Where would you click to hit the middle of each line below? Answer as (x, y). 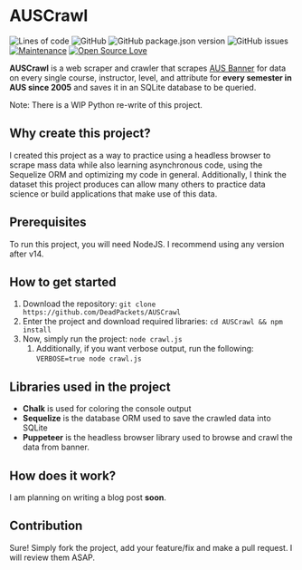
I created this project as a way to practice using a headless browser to (140, 155)
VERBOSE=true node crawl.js (89, 359)
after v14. (27, 254)
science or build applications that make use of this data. (113, 193)
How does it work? (63, 475)
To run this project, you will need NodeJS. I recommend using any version (147, 244)
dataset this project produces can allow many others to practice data (137, 184)
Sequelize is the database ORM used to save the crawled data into (146, 419)
